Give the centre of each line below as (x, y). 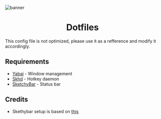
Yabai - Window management (42, 73)
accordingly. (18, 46)
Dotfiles (82, 28)
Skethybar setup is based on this (45, 111)
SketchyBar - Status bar (36, 84)
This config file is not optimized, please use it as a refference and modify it (80, 41)
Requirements (27, 62)
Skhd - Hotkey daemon (36, 79)
